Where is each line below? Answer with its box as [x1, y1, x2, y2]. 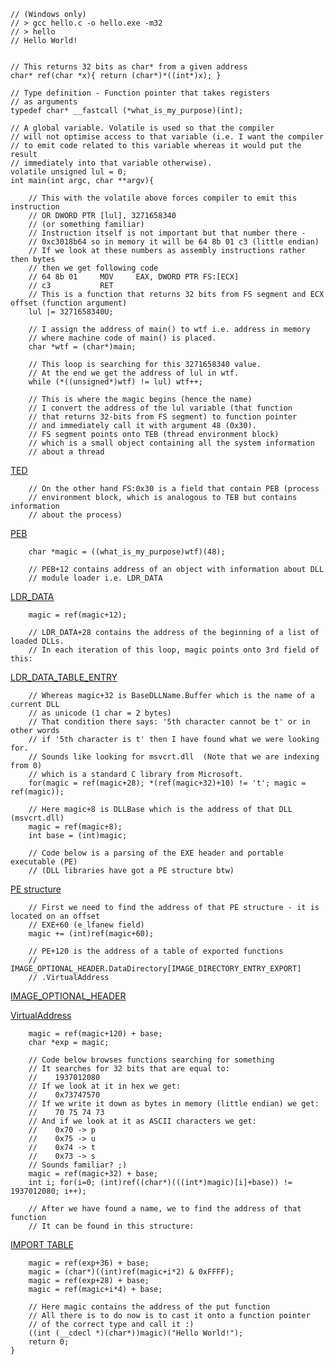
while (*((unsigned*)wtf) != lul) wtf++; [28, 377, 203, 387]
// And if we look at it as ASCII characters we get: [28, 1116, 257, 1126]
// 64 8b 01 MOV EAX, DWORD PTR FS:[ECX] [28, 272, 240, 282]
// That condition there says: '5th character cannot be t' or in [28, 717, 311, 727]
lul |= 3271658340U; [28, 307, 114, 317]
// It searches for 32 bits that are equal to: [28, 1064, 230, 1074]
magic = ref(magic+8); [28, 822, 123, 832]
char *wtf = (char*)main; [28, 342, 137, 352]
